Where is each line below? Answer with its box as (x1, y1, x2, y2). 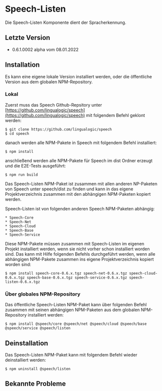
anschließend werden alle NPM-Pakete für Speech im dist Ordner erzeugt (5, 157, 153, 164)
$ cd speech (5, 131, 29, 136)
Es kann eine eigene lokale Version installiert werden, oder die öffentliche (5, 74, 152, 79)
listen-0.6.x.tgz (5, 279, 40, 284)
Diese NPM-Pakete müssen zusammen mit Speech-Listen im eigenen (5, 241, 144, 246)
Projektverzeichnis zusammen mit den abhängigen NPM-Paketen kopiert (5, 191, 151, 197)
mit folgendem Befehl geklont (86, 112, 145, 118)
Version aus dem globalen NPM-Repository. (5, 79, 93, 85)
